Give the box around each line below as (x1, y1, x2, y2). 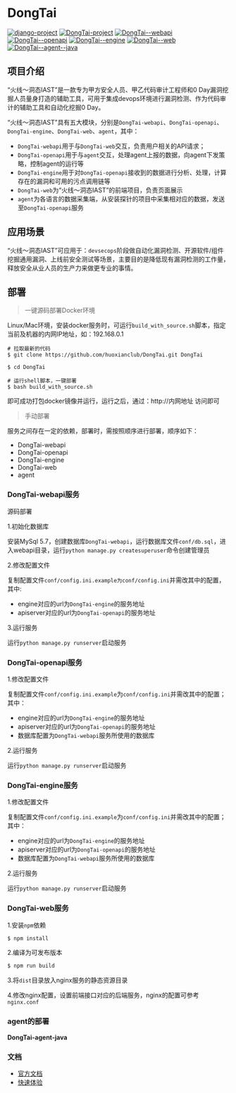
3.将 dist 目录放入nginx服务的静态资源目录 (7, 976, 128, 985)
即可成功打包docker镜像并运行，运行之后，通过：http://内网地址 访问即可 (7, 396, 220, 406)
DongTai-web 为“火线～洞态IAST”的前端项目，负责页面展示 (17, 185, 183, 194)
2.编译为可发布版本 (7, 949, 63, 957)
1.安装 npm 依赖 (7, 920, 46, 929)
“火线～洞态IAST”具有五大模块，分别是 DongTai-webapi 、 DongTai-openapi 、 (7, 118, 223, 126)
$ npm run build (7, 963, 55, 970)
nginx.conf (7, 999, 39, 1006)
